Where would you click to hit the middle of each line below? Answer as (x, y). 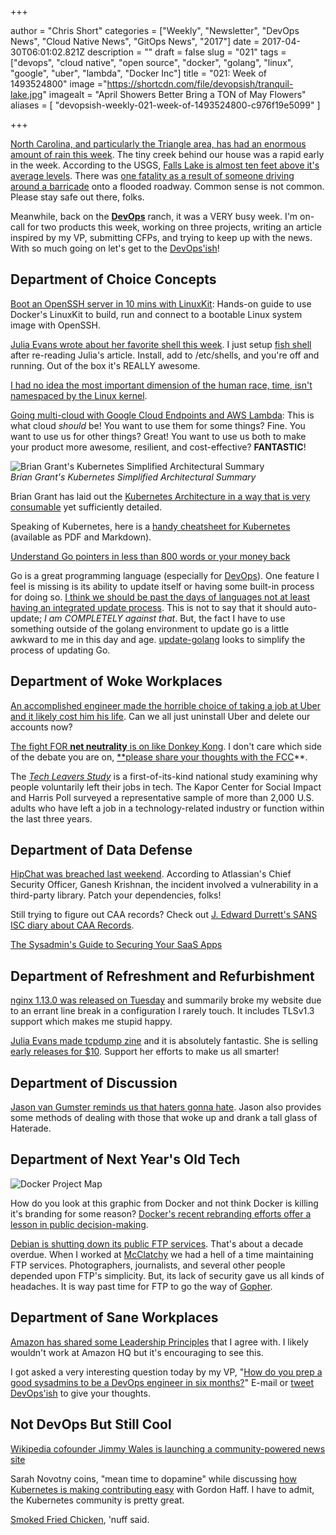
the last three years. (51, 818)
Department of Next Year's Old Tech (125, 1159)
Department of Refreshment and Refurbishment (162, 976)
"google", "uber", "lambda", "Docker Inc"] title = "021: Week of (139, 73)
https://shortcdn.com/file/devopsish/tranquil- (200, 84)
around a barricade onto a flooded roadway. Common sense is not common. (167, 186)
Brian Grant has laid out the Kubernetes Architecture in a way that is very (160, 496)
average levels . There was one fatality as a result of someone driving (152, 175)
